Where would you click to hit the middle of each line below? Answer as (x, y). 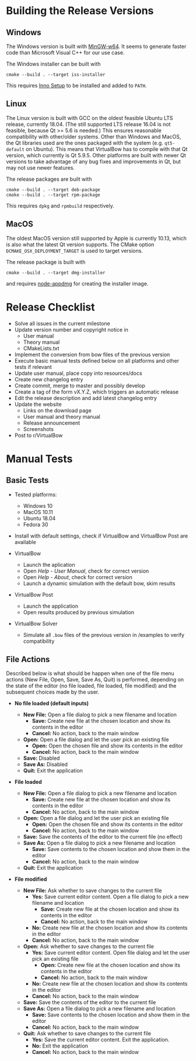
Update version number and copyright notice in (71, 329)
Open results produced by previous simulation (79, 612)
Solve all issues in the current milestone (62, 323)
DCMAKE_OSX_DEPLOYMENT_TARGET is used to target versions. (74, 250)
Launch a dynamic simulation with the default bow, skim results (99, 583)
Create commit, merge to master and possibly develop (80, 385)
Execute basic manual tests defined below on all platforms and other (97, 360)
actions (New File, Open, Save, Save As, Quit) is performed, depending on (95, 680)
